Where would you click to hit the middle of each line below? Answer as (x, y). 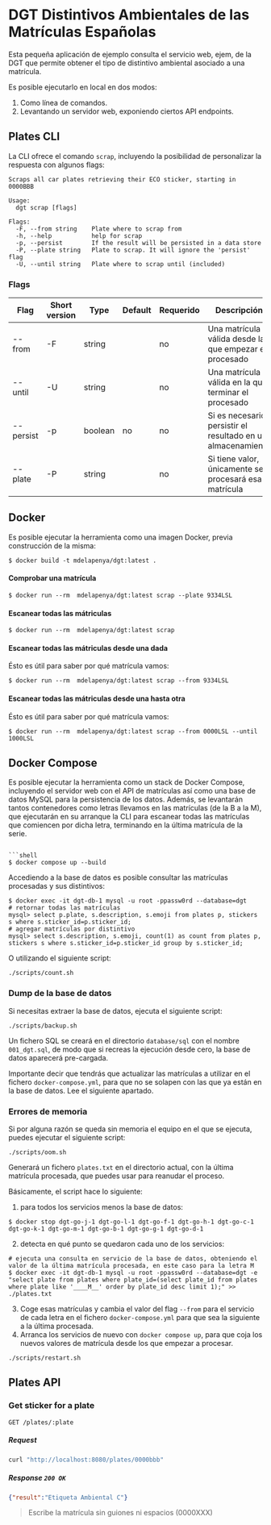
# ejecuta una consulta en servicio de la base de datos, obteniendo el (133, 1259)
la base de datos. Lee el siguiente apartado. (81, 1090)
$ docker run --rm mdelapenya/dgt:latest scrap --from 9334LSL (119, 681)
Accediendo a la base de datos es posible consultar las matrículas (118, 877)
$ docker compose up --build (57, 863)
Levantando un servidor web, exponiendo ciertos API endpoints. (127, 111)
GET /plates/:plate (41, 1422)
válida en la (229, 382)
